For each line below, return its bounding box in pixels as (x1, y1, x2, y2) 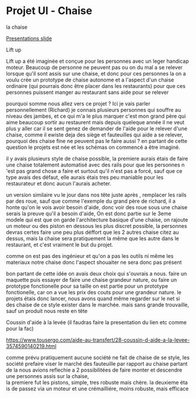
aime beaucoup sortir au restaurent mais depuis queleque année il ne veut (6, 118, 185, 125)
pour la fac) (6, 325, 34, 332)
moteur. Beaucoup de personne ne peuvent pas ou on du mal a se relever (6, 63, 183, 71)
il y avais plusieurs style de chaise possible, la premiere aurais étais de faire (6, 155, 188, 162)
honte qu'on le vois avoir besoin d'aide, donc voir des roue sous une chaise (6, 203, 188, 210)
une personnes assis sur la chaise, (6, 372, 89, 379)
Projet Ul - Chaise (6, 4, 92, 18)
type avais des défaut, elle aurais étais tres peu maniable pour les (6, 174, 164, 181)
